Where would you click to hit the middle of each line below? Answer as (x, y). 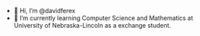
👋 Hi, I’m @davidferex (45, 11)
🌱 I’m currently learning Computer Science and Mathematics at (103, 18)
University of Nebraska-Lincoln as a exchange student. (92, 25)
